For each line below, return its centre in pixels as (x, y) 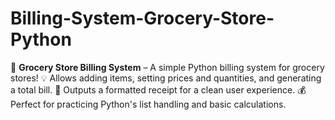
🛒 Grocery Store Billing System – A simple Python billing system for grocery (167, 67)
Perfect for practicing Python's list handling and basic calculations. (148, 104)
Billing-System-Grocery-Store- (142, 18)
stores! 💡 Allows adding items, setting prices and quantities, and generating (166, 78)
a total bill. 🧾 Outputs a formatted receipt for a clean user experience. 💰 (158, 89)
